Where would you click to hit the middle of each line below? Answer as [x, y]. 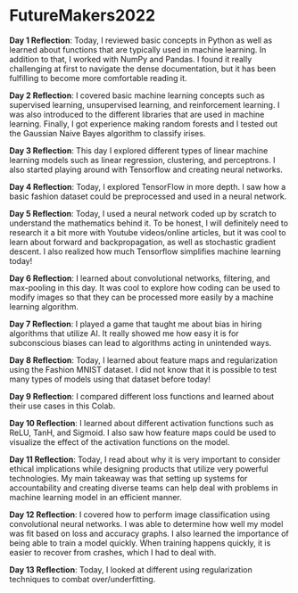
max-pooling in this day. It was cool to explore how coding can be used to [145, 287]
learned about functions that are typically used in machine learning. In [138, 49]
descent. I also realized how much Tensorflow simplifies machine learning [145, 251]
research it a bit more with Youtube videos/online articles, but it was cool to [148, 232]
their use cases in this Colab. [62, 406]
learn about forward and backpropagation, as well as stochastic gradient [143, 242]
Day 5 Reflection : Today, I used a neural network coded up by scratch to [143, 213]
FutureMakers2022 [83, 16]
